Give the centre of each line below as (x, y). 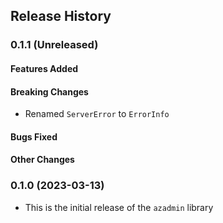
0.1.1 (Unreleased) (54, 45)
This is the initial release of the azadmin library (119, 207)
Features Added (44, 68)
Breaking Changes (49, 91)
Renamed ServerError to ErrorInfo (97, 114)
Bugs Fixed (34, 136)
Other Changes (42, 160)
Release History (61, 16)
